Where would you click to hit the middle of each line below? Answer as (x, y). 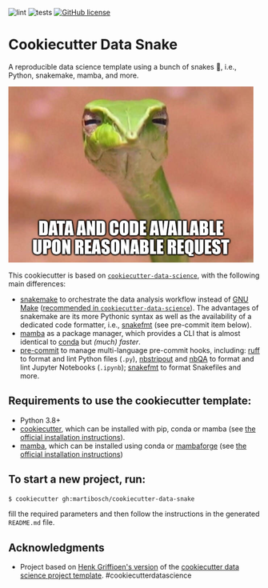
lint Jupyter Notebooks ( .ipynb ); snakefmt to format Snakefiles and (130, 367)
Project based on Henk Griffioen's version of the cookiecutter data (130, 567)
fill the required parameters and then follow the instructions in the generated (134, 514)
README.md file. (32, 522)
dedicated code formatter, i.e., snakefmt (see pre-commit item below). (136, 325)
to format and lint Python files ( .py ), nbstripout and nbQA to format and (137, 358)
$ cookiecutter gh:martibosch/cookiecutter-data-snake (102, 499)
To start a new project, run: (77, 480)
